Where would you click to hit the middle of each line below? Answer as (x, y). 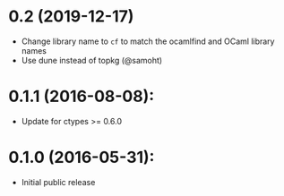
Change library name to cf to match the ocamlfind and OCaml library (148, 41)
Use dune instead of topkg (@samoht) (92, 60)
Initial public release (58, 182)
